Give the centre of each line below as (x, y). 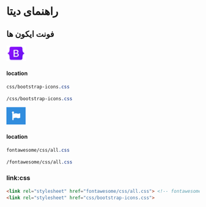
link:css (18, 178)
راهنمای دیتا (32, 11)
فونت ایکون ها (30, 34)
